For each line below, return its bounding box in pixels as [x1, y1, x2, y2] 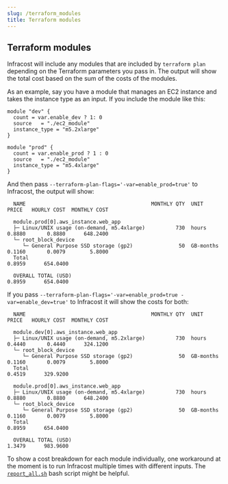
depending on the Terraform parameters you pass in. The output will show [7, 67, 217, 75]
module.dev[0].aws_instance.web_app [13, 329, 118, 336]
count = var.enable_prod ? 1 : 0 [13, 150, 109, 157]
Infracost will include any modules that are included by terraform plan [7, 60, 206, 68]
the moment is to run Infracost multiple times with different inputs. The [7, 462, 206, 470]
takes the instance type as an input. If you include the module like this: [7, 95, 205, 103]
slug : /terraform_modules [7, 10, 81, 17]
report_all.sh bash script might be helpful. [7, 470, 130, 478]
